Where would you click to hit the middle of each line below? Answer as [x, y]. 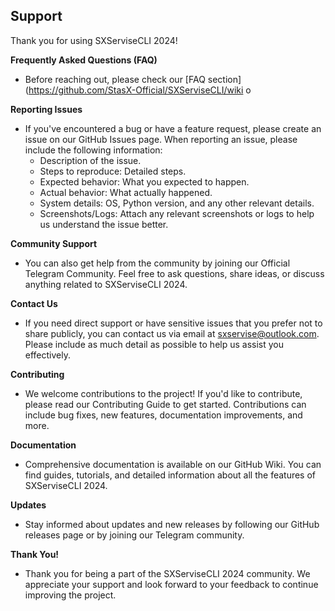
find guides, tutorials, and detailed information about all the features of [170, 475]
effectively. [47, 355]
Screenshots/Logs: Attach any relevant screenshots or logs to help [177, 213]
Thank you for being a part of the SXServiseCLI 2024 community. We [167, 573]
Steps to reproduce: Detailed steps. [113, 171]
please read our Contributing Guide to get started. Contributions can [165, 404]
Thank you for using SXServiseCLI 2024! [94, 40]
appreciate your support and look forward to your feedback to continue [171, 584]
